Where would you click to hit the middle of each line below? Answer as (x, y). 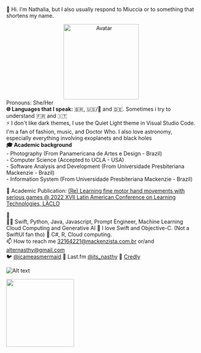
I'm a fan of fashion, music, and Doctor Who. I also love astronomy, (89, 132)
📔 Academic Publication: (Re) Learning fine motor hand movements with (96, 191)
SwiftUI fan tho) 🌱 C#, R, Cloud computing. (59, 234)
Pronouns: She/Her (30, 103)
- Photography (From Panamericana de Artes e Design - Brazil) (84, 153)
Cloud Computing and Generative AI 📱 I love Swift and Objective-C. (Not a (98, 228)
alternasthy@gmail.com (36, 250)
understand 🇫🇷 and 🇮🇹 (37, 116)
